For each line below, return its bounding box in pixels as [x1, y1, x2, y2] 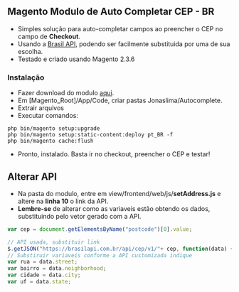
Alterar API [7, 171, 57, 183]
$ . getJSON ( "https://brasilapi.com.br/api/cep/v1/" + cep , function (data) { [7, 245, 234, 252]
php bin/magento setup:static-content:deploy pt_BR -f [7, 131, 174, 139]
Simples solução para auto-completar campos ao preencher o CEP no [17, 24, 223, 33]
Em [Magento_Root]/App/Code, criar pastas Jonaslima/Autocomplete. [17, 96, 223, 105]
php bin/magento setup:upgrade [7, 125, 100, 132]
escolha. [17, 47, 43, 55]
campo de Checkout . [17, 32, 80, 40]
